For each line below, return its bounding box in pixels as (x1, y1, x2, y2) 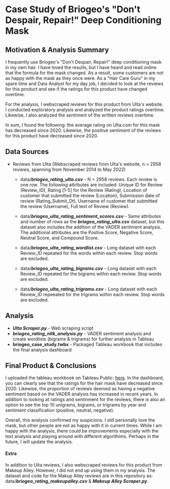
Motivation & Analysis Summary (5, 45, 109, 54)
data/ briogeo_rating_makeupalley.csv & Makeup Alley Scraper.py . (5, 478, 149, 484)
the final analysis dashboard (12, 347, 72, 353)
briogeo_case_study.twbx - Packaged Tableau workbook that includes (12, 341, 162, 347)
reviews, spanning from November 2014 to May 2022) (12, 166, 126, 172)
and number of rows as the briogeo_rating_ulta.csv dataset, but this (20, 218, 165, 224)
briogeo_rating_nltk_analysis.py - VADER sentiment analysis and (12, 330, 151, 336)
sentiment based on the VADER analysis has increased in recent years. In (5, 391, 158, 397)
